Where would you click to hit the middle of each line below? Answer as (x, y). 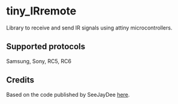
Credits (20, 80)
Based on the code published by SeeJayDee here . (68, 94)
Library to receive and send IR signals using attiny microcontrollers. (89, 28)
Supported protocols (46, 47)
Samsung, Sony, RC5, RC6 (39, 61)
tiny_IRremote (41, 11)
